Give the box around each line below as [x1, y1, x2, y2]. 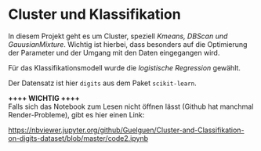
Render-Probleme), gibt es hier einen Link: [8, 110, 145, 119]
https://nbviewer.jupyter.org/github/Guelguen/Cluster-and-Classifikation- [8, 125, 245, 135]
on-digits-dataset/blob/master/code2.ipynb [8, 133, 149, 142]
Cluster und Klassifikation [8, 5, 182, 23]
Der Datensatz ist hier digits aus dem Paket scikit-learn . [8, 78, 198, 88]
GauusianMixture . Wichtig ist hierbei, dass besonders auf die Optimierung [8, 39, 248, 49]
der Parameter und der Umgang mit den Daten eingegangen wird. [8, 48, 220, 57]
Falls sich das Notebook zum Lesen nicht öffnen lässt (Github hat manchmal [8, 102, 254, 111]
